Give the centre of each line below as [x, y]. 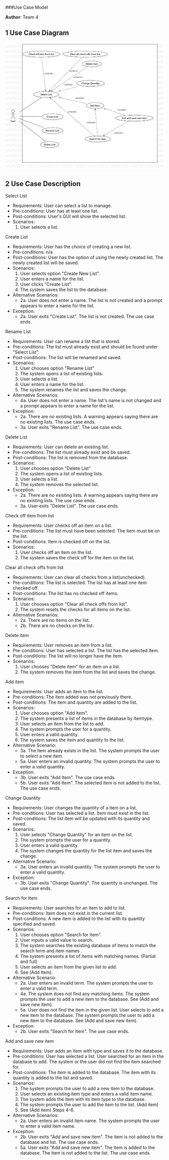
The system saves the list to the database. [64, 289]
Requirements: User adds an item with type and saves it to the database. [88, 1051]
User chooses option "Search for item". [61, 935]
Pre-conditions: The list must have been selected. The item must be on [86, 531]
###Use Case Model [27, 7]
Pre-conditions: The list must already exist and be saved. [72, 452]
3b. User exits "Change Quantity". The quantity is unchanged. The [89, 883]
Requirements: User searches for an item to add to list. [69, 908]
